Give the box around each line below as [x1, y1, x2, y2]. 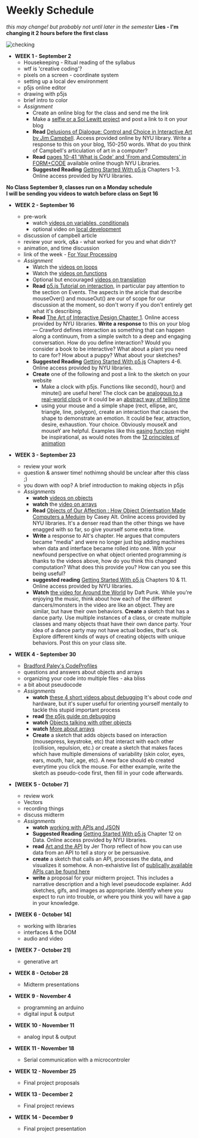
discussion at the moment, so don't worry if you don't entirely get [32, 301, 192, 308]
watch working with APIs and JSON [32, 824, 120, 831]
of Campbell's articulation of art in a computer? [32, 146, 148, 154]
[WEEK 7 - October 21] [14, 946, 71, 954]
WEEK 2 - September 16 [14, 201, 75, 208]
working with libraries [23, 922, 77, 929]
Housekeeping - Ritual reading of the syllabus [23, 59, 136, 66]
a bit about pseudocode [23, 681, 82, 688]
